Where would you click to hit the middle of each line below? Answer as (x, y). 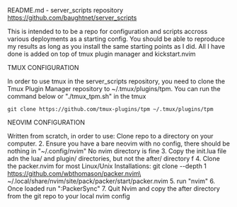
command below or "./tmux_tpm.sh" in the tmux (77, 96)
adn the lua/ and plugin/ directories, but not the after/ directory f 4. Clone (114, 159)
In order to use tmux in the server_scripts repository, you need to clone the (116, 81)
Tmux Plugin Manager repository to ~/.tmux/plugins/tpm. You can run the (114, 89)
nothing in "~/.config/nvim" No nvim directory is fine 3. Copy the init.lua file (117, 151)
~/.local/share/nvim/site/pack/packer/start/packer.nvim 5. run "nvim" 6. (111, 181)
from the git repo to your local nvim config (69, 196)
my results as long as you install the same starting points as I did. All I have (116, 46)
